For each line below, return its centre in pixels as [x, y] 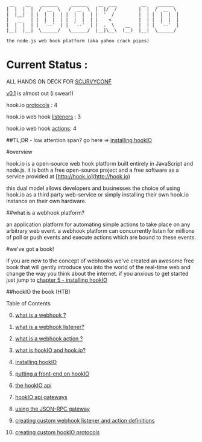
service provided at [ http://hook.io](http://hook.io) [68, 176]
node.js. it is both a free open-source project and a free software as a [93, 170]
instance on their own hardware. [46, 201]
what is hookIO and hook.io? [50, 350]
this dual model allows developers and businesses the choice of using [93, 188]
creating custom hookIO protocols [57, 432]
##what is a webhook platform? [46, 212]
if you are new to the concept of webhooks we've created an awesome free [100, 261]
